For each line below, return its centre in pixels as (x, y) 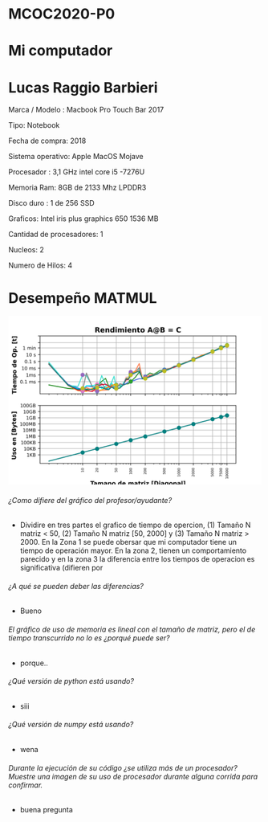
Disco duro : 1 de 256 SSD (51, 203)
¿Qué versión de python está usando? (71, 681)
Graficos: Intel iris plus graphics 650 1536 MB (83, 219)
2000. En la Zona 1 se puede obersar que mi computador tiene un (128, 542)
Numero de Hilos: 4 (41, 265)
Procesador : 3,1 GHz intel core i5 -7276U (77, 172)
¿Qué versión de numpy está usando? (71, 725)
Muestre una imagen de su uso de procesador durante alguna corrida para (133, 776)
